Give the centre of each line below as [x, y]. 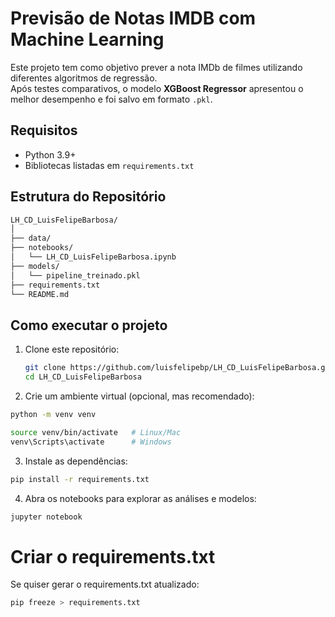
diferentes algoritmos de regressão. [84, 78]
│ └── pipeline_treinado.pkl [75, 275]
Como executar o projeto [89, 325]
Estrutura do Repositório [88, 197]
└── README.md [40, 294]
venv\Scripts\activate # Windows [91, 442]
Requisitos [44, 130]
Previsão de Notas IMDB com [133, 18]
